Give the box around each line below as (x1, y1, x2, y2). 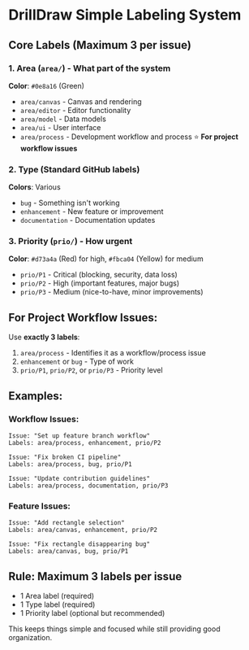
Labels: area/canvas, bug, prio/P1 (8, 547, 129, 556)
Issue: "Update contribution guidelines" (8, 474, 151, 482)
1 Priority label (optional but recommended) (19, 609, 165, 618)
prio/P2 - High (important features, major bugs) (19, 278, 180, 288)
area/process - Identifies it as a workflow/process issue (19, 348, 207, 358)
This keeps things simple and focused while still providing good (8, 624, 221, 634)
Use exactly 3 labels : (8, 332, 80, 342)
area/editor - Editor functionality (19, 105, 131, 115)
